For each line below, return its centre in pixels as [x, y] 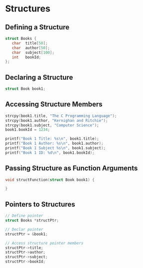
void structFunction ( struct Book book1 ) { [50, 180]
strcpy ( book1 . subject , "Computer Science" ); [52, 125]
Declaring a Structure [39, 77]
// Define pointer [24, 216]
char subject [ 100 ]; [33, 52]
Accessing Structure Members [54, 105]
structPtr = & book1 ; [27, 234]
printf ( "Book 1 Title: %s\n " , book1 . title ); [52, 139]
